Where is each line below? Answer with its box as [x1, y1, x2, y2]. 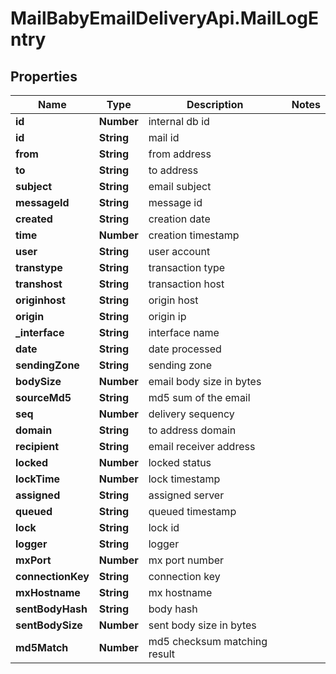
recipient [15, 440, 60, 453]
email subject [148, 180, 212, 193]
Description [186, 98, 244, 111]
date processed [148, 342, 222, 356]
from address [148, 147, 212, 161]
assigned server [148, 488, 225, 502]
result [148, 647, 176, 661]
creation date [148, 212, 211, 226]
